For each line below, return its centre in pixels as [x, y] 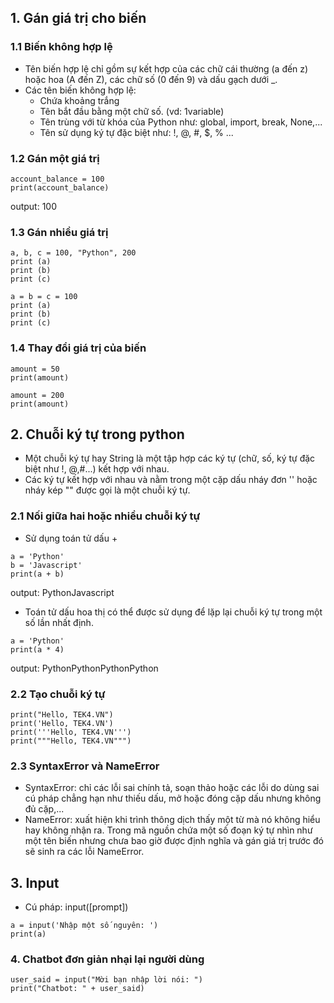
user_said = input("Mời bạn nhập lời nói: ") [106, 980]
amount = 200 [37, 395]
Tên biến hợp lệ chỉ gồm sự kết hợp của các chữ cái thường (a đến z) [166, 68]
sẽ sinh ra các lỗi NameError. [84, 852]
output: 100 [34, 206]
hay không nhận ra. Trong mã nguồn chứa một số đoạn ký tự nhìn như [168, 830]
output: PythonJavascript [62, 592]
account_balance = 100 [57, 179]
